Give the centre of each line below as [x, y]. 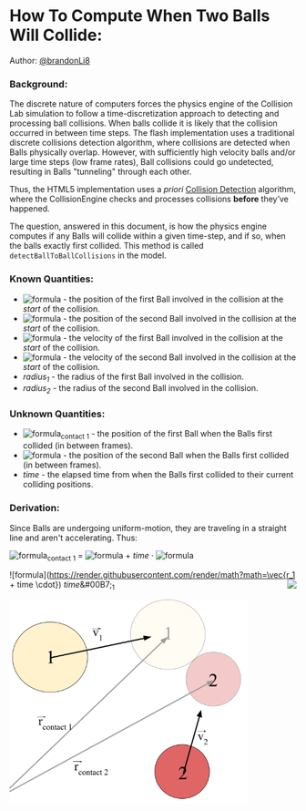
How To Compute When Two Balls [140, 16]
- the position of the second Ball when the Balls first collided [176, 456]
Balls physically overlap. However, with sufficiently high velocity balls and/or [153, 152]
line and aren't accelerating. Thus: [74, 538]
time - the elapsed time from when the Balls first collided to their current [158, 475]
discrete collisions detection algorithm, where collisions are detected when [150, 143]
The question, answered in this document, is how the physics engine [138, 226]
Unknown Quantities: [57, 414]
